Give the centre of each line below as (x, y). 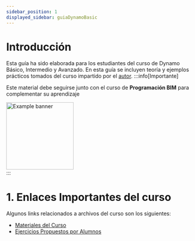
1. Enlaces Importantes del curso (89, 197)
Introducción (39, 47)
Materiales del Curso (41, 225)
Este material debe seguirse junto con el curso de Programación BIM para (98, 88)
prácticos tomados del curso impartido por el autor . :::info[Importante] (92, 76)
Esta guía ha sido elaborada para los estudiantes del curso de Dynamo (93, 63)
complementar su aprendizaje (43, 94)
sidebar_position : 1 (32, 12)
